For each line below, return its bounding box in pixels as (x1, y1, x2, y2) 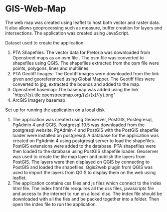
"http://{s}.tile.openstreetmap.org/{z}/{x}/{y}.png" (12, 92, 116, 98)
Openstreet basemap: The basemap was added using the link (12, 86, 139, 92)
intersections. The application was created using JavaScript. (5, 30, 130, 36)
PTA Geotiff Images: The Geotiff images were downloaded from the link (12, 70, 160, 76)
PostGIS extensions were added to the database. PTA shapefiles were (12, 143, 156, 149)
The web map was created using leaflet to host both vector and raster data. (5, 19, 161, 25)
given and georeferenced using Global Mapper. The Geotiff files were (12, 76, 156, 82)
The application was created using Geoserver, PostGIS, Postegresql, (12, 116, 153, 122)
